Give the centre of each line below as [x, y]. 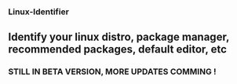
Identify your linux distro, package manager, [119, 37]
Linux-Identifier [38, 12]
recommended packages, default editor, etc [118, 49]
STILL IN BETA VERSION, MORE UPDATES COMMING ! [113, 71]
